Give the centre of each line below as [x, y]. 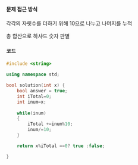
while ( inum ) [32, 113]
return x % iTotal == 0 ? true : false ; [61, 146]
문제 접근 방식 [22, 9]
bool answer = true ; [42, 91]
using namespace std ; [33, 74]
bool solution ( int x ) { [36, 85]
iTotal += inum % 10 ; [50, 124]
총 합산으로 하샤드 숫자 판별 [38, 36]
